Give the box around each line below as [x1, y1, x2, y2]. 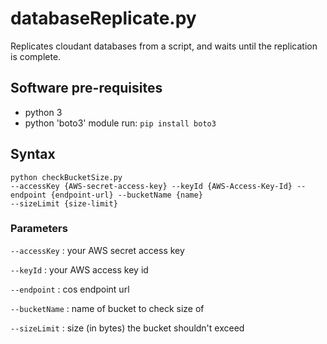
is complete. [10, 50, 62, 62]
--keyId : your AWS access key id [10, 263, 149, 276]
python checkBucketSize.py [10, 172, 123, 182]
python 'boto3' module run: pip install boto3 [24, 117, 217, 129]
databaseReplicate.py [10, 7, 197, 30]
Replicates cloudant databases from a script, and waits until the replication [10, 40, 318, 52]
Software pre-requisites [10, 80, 163, 97]
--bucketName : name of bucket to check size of [10, 302, 205, 314]
